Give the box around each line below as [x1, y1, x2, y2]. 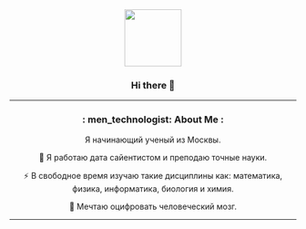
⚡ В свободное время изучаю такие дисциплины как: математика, [23, 170, 283, 181]
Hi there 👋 [130, 78, 176, 91]
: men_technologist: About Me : [81, 113, 225, 126]
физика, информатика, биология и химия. [72, 182, 234, 194]
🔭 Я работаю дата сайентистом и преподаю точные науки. [38, 151, 268, 162]
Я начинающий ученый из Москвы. [85, 134, 221, 145]
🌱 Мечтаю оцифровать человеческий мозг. [68, 201, 238, 212]
